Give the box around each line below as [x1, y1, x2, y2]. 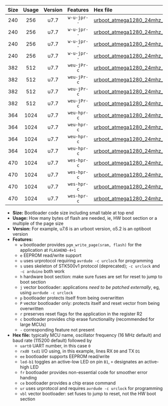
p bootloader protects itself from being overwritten [19, 295, 124, 301]
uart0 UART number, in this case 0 [19, 343, 91, 348]
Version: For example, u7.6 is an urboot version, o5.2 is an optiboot [12, 226, 151, 232]
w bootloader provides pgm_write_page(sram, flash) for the [19, 242, 142, 247]
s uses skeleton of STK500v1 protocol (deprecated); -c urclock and [19, 263, 160, 269]
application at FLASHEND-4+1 [19, 247, 76, 253]
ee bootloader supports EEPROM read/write [19, 353, 110, 359]
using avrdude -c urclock [19, 290, 73, 295]
